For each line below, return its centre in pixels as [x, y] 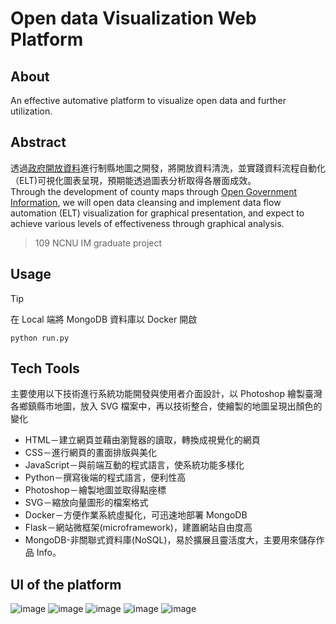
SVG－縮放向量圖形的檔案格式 [86, 503]
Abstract [38, 142]
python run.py [40, 338]
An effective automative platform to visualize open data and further [148, 100]
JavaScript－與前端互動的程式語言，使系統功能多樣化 [134, 465]
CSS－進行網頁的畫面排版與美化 [90, 453]
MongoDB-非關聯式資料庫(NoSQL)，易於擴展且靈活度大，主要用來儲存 [170, 540]
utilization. [31, 111]
